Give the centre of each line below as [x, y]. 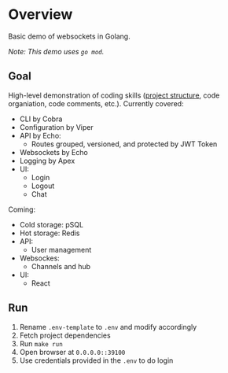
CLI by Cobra [41, 119]
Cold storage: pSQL [51, 224]
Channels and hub [61, 266]
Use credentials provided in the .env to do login [96, 360]
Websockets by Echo [53, 152]
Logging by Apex [47, 161]
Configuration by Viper [56, 127]
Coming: [22, 209]
